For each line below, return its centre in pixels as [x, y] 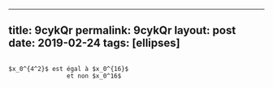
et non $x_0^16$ [94, 76]
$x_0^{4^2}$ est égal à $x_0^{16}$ [69, 69]
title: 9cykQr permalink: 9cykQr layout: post [122, 30]
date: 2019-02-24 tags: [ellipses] [94, 43]
